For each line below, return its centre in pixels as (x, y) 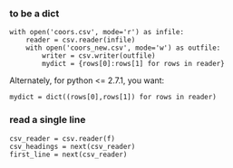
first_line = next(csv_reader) (68, 154)
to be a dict (34, 14)
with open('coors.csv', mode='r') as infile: (97, 33)
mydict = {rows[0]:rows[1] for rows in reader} (133, 64)
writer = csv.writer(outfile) (99, 56)
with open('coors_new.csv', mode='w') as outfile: (123, 48)
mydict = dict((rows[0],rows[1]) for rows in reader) (113, 98)
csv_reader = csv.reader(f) (63, 138)
